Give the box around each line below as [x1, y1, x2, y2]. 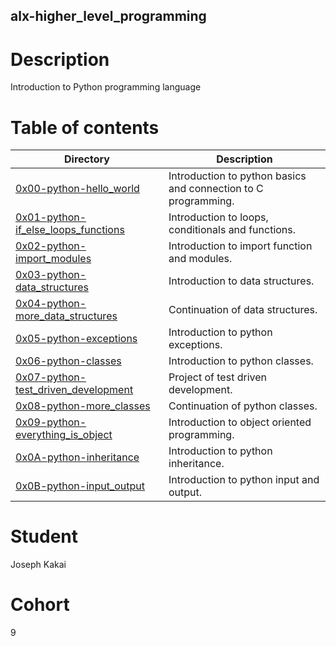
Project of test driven [168, 370, 267, 384]
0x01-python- [15, 210, 87, 224]
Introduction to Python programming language [10, 81, 202, 93]
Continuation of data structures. [168, 303, 318, 317]
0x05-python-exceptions [15, 332, 138, 346]
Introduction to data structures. [168, 274, 315, 288]
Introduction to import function [168, 239, 313, 253]
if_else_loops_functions [15, 223, 125, 237]
